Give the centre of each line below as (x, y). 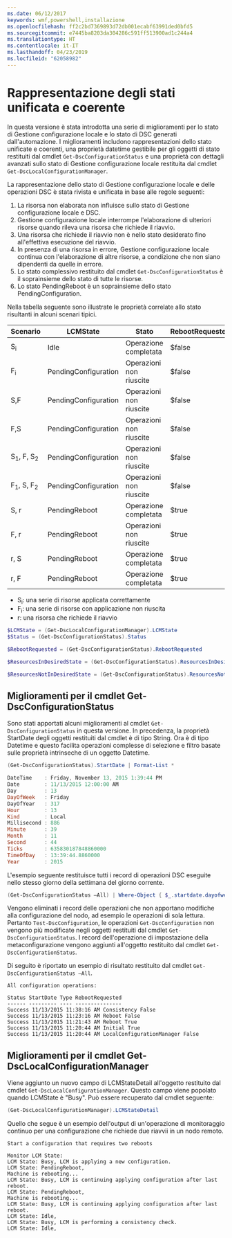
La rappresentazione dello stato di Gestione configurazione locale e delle (111, 184)
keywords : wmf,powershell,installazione (66, 20)
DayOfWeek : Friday (38, 797)
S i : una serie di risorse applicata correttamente (84, 601)
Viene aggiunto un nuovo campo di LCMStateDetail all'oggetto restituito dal (114, 1083)
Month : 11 (32, 836)
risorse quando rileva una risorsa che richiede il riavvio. (96, 227)
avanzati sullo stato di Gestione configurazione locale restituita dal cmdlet (112, 163)
